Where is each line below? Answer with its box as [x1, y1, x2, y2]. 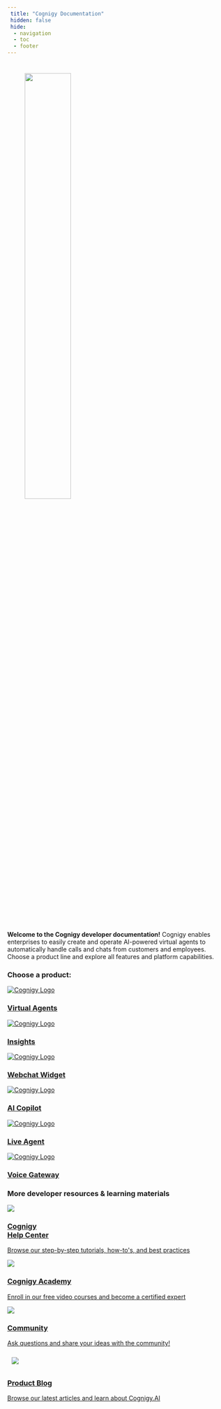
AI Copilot [7, 1103, 42, 1113]
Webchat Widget [7, 1070, 66, 1079]
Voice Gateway [7, 1169, 59, 1179]
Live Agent [7, 1137, 45, 1146]
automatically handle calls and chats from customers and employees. [7, 945, 206, 954]
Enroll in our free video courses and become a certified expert [7, 1292, 186, 1301]
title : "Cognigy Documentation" [10, 10, 105, 17]
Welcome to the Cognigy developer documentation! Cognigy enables [7, 930, 211, 939]
